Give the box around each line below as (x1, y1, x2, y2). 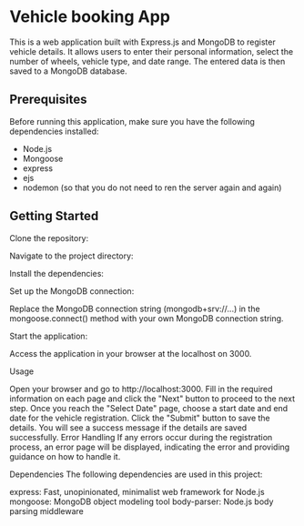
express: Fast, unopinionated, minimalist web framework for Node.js (9, 486, 266, 497)
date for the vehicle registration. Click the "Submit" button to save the (9, 412, 270, 423)
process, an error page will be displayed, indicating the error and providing (9, 441, 290, 452)
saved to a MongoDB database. (9, 66, 127, 76)
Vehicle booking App (9, 6, 171, 27)
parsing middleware (9, 505, 85, 516)
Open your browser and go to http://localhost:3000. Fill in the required (9, 383, 273, 394)
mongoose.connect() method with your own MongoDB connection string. (9, 312, 284, 324)
